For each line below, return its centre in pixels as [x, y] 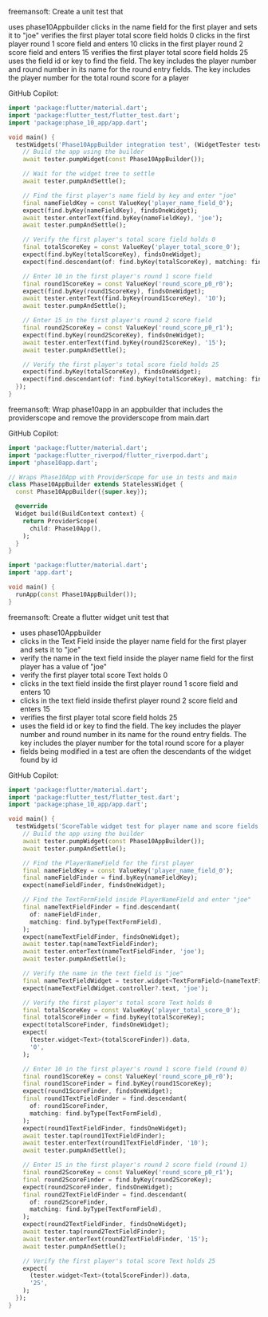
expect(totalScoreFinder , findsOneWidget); [96, 1025]
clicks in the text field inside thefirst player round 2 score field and [128, 700]
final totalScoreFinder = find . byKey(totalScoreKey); [114, 1017]
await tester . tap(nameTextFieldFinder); [91, 944]
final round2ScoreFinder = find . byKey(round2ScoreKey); [118, 1180]
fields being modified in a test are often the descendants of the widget [135, 751]
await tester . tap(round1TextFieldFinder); [94, 1136]
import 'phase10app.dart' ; [53, 463]
